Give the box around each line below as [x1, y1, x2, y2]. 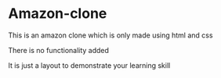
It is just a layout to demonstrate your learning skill [8, 60, 171, 70]
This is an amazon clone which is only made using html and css [8, 30, 213, 40]
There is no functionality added [8, 45, 110, 55]
